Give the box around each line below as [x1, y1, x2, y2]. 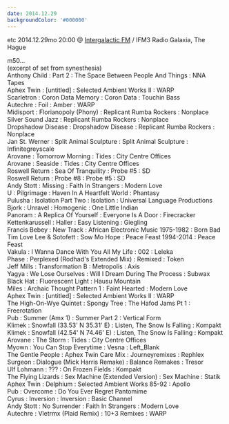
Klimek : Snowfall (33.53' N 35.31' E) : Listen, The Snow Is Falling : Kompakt [7, 321, 222, 329]
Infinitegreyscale [7, 145, 55, 153]
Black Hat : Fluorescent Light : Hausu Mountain [7, 277, 141, 285]
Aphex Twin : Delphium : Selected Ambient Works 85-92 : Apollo [7, 380, 191, 388]
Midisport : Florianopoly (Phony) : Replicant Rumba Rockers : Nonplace [7, 108, 209, 116]
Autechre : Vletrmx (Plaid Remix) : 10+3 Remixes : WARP [7, 409, 167, 417]
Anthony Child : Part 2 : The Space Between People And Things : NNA [7, 71, 206, 80]
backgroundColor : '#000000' [7, 17, 88, 24]
